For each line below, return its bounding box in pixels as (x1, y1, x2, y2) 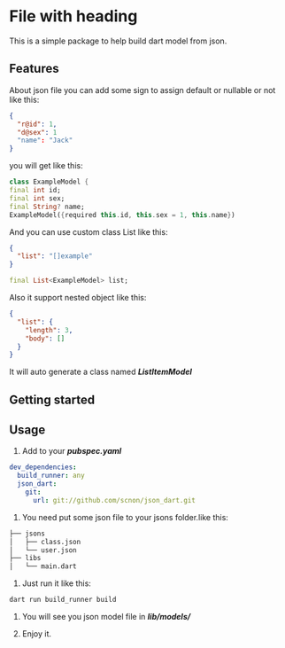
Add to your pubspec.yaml (21, 446, 122, 457)
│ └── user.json (9, 545, 77, 555)
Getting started (9, 392, 96, 407)
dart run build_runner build (9, 596, 117, 605)
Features (9, 61, 59, 76)
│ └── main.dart (9, 562, 77, 571)
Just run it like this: (21, 578, 91, 589)
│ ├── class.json (9, 537, 81, 546)
